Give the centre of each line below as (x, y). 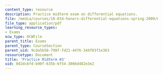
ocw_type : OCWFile (24, 37)
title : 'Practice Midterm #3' (36, 59)
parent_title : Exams (26, 41)
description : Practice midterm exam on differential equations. (71, 14)
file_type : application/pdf (33, 23)
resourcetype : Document (29, 55)
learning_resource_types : (31, 28)
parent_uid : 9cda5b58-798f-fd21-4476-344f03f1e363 (57, 50)
